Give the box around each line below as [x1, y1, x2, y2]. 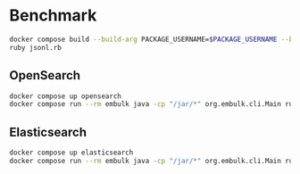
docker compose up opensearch [9, 91, 122, 101]
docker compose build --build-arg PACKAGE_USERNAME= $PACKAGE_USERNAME [9, 35, 278, 44]
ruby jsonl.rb [9, 43, 62, 52]
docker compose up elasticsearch [9, 148, 134, 157]
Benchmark [9, 5, 97, 26]
